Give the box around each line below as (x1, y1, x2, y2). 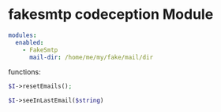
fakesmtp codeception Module (8, 5, 214, 23)
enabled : (15, 38, 44, 46)
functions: (8, 67, 41, 77)
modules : (8, 31, 37, 39)
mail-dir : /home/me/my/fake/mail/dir (28, 53, 154, 61)
